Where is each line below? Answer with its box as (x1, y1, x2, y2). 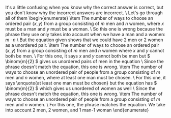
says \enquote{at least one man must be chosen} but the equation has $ (5, 80, 157, 86)
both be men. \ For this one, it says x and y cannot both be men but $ (5, 53, 150, 59)
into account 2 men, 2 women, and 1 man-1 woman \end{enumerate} (5, 107, 149, 113)
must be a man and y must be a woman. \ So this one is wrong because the (5, 26, 163, 32)
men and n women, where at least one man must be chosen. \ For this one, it (5, 75, 166, 80)
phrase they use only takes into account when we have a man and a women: (5, 32, 165, 37)
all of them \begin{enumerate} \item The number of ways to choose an (5, 15, 154, 21)
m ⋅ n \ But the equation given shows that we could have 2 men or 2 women (5, 37, 164, 43)
